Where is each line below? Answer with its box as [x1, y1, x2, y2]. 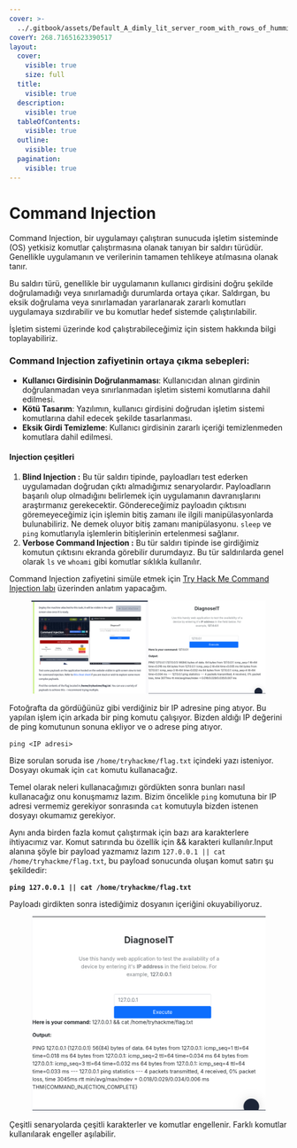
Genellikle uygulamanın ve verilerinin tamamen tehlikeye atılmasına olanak [9, 251, 278, 262]
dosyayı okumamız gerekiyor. [9, 810, 117, 821]
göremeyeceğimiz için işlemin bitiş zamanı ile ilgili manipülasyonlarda [21, 510, 274, 520]
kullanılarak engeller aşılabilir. [9, 1128, 117, 1139]
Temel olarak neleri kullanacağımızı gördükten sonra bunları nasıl [9, 782, 246, 793]
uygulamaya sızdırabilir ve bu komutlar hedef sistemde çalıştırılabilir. [9, 306, 258, 316]
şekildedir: [9, 865, 48, 876]
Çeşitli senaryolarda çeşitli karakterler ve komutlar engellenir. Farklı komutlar [9, 1119, 287, 1129]
